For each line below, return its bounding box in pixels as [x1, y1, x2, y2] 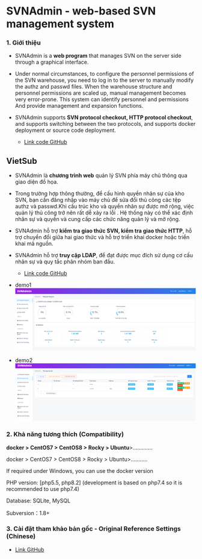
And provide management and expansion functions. [14, 102, 144, 110]
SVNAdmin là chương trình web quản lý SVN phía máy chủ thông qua [14, 172, 188, 179]
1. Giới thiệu [6, 39, 41, 47]
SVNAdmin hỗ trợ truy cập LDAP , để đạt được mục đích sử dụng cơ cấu [14, 252, 194, 259]
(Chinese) [6, 532, 36, 540]
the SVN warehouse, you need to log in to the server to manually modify [14, 77, 194, 84]
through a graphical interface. [14, 58, 89, 66]
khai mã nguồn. [14, 240, 54, 248]
